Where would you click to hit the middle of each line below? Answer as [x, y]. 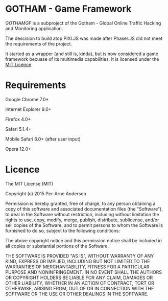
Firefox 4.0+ [18, 119]
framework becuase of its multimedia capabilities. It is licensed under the [82, 59]
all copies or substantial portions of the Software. [57, 246]
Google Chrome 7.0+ [27, 99]
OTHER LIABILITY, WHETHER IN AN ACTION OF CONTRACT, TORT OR [80, 283]
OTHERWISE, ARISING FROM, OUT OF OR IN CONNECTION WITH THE [80, 288]
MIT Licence [18, 64]
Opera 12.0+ [18, 149]
